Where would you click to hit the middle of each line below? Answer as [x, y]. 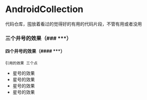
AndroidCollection [44, 9]
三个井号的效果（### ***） [39, 38]
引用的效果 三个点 [21, 63]
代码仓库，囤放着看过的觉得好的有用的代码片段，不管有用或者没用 [73, 24]
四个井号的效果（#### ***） [35, 51]
